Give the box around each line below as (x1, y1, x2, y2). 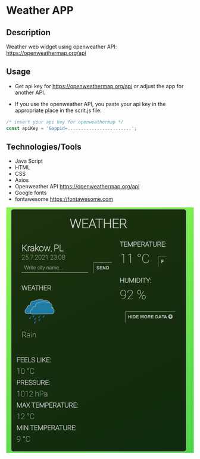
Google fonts (14, 189, 47, 197)
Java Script (14, 157, 43, 165)
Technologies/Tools (6, 141, 82, 152)
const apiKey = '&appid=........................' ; (6, 125, 137, 131)
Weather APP (6, 4, 74, 17)
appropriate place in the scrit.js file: (14, 107, 102, 114)
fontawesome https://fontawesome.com (14, 196, 114, 203)
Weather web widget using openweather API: (6, 43, 117, 50)
